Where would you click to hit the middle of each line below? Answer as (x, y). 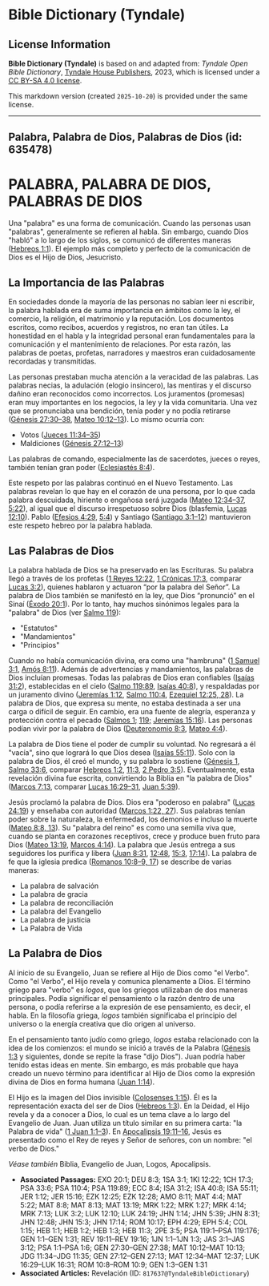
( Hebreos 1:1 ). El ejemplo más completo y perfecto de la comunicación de (129, 249)
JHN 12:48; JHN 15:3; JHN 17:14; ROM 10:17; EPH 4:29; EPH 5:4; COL (134, 1222)
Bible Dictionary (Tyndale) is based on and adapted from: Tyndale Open (128, 63)
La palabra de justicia (55, 919)
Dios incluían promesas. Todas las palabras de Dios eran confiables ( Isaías (131, 677)
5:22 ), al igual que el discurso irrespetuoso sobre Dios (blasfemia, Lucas (128, 508)
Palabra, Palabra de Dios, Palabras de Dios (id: (125, 137)
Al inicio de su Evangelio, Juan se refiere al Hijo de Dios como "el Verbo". (129, 973)
